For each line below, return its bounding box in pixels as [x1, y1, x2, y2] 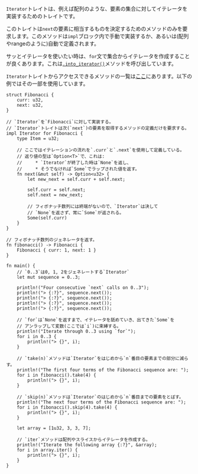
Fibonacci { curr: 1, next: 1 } [17, 247, 96, 253]
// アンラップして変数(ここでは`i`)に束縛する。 [17, 323, 122, 329]
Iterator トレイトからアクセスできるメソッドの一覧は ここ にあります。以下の [6, 73, 192, 79]
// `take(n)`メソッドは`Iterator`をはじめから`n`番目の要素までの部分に [17, 355, 180, 361]
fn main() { [6, 263, 35, 269]
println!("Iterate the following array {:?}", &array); [17, 442, 158, 448]
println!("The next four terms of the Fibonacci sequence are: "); [17, 399, 186, 405]
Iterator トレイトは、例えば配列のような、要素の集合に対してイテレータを [6, 5, 188, 12]
